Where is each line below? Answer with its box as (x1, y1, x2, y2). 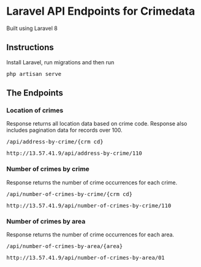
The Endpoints (6, 88, 63, 99)
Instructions (6, 42, 54, 53)
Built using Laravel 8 (6, 24, 58, 32)
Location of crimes (6, 106, 64, 115)
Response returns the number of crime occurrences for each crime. (6, 179, 178, 186)
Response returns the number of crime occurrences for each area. (6, 231, 175, 238)
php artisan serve (6, 70, 62, 77)
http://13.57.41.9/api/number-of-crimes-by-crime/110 (6, 202, 172, 209)
